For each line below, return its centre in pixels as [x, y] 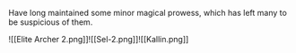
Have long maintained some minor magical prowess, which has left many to [148, 13]
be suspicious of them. [51, 22]
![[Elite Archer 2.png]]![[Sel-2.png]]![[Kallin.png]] [99, 39]
